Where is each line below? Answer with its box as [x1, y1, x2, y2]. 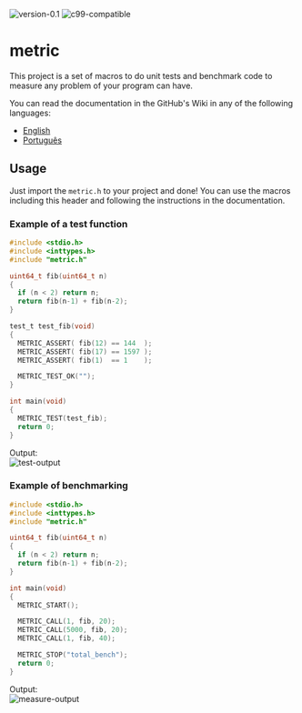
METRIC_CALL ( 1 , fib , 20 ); [17, 617, 116, 627]
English [22, 125, 51, 136]
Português [22, 135, 62, 146]
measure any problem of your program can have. [9, 80, 194, 91]
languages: [9, 107, 52, 118]
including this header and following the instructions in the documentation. [9, 195, 286, 206]
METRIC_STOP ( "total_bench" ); [17, 650, 128, 659]
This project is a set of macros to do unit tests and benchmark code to [9, 70, 273, 81]
